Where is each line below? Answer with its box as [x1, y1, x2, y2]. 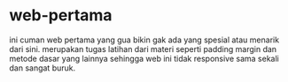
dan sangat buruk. [9, 63, 76, 73]
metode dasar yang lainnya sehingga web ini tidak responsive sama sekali [9, 53, 279, 63]
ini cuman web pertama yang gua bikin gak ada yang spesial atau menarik [9, 34, 280, 45]
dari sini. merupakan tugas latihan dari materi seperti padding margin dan [9, 43, 277, 54]
